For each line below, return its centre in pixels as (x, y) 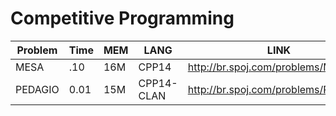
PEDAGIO (37, 89)
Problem (37, 50)
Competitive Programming (122, 18)
